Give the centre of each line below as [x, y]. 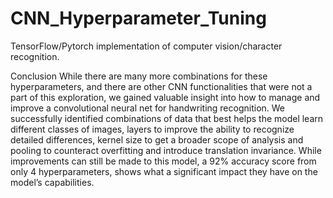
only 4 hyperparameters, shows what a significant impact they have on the [164, 171]
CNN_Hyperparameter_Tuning [138, 18]
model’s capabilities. [52, 182]
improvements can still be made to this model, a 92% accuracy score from [163, 161]
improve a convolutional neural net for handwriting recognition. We [148, 108]
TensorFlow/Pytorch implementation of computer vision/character [146, 46]
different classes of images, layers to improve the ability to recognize [152, 129]
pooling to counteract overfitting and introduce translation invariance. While [166, 150]
